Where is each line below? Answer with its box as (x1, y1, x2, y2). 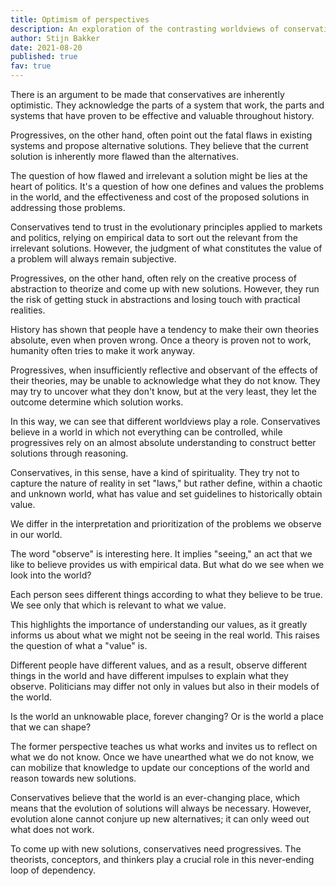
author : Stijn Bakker (10, 33, 101, 43)
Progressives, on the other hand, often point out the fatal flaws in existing (10, 129, 313, 141)
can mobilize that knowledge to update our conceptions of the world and (10, 762, 310, 773)
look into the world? (10, 569, 92, 581)
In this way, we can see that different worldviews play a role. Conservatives (10, 416, 321, 427)
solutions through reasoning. (10, 447, 129, 459)
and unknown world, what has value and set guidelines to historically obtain (10, 488, 323, 500)
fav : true (10, 61, 52, 71)
